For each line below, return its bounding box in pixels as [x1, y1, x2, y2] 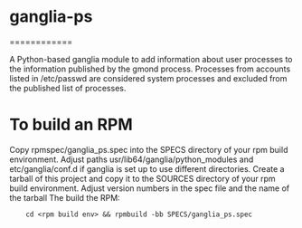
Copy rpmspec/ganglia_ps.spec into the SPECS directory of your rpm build [9, 144, 288, 155]
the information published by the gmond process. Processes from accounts [9, 63, 291, 74]
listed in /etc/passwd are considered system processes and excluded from [9, 72, 288, 83]
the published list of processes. [9, 82, 127, 93]
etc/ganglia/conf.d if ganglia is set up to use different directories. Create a [9, 163, 285, 174]
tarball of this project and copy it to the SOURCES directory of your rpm [9, 173, 276, 184]
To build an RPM [9, 115, 133, 135]
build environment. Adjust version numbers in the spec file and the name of [9, 183, 290, 194]
